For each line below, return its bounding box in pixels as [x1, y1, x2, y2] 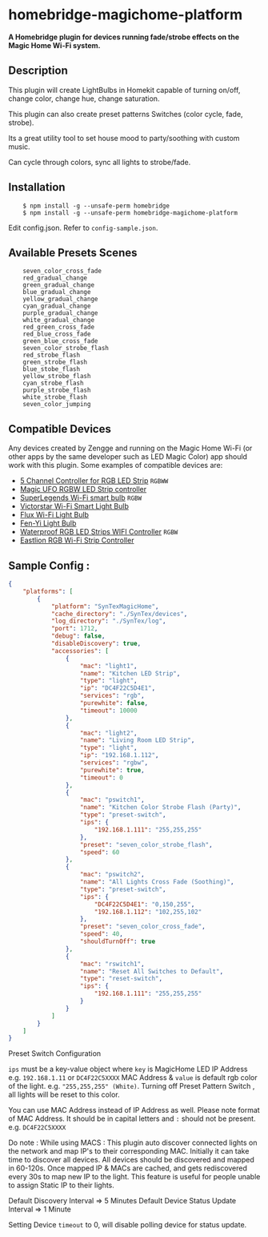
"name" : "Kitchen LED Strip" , [79, 669, 181, 678]
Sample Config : [8, 558, 90, 572]
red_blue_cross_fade [22, 330, 91, 338]
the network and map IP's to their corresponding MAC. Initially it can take [8, 1146, 250, 1156]
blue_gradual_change [22, 288, 91, 296]
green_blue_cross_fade [22, 337, 98, 345]
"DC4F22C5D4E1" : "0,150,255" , [94, 900, 195, 909]
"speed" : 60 [79, 848, 120, 856]
